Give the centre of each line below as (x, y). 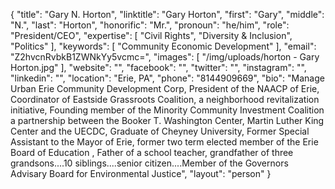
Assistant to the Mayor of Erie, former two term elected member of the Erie (164, 142)
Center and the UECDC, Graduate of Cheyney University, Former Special (160, 131)
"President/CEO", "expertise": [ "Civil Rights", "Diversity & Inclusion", (151, 35)
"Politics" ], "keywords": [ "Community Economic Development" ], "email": (163, 46)
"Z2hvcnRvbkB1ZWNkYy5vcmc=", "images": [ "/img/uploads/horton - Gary (165, 57)
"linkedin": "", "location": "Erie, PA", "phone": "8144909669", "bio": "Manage (167, 78)
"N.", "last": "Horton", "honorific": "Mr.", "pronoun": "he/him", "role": (150, 25)
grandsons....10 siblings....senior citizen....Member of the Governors (149, 163)
